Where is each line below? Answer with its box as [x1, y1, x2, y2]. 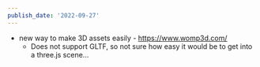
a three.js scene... [30, 50, 89, 59]
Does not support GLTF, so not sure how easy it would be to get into [30, 41, 253, 51]
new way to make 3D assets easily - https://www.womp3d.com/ [18, 33, 228, 43]
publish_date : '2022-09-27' [7, 11, 100, 20]
